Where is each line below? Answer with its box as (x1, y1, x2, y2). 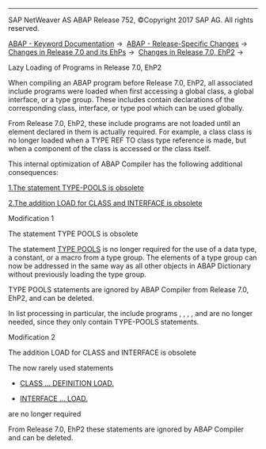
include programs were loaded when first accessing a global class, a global (8, 86, 254, 96)
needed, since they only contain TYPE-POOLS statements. (8, 318, 199, 326)
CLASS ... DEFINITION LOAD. (19, 379, 115, 388)
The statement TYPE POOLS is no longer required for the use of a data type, (8, 245, 257, 253)
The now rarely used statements (8, 363, 114, 372)
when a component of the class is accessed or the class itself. (8, 144, 211, 153)
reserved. (8, 24, 40, 32)
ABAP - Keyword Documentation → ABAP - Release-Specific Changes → (8, 39, 248, 48)
